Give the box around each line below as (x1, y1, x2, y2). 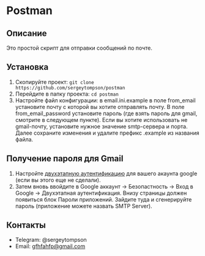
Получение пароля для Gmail (6, 154, 124, 164)
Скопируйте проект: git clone (15, 78, 94, 86)
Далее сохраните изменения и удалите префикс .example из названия (15, 129, 199, 137)
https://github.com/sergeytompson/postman (15, 85, 125, 91)
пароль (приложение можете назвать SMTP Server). (15, 202, 152, 209)
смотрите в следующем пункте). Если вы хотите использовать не (15, 116, 188, 123)
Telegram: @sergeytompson (15, 236, 87, 244)
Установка (6, 62, 49, 72)
